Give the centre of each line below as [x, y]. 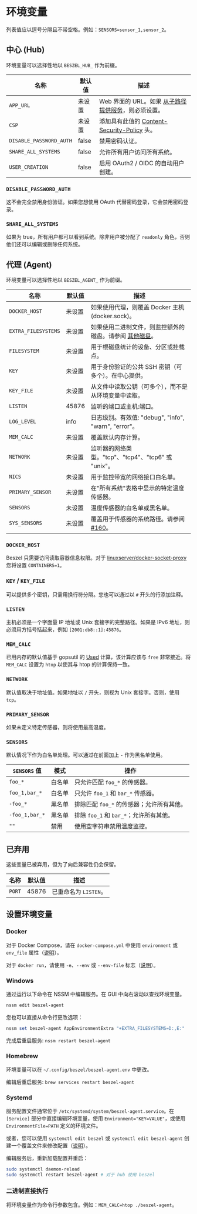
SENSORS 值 [27, 771]
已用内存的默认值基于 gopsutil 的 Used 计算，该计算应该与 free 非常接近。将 [98, 657]
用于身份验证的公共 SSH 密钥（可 [137, 367]
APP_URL [20, 105]
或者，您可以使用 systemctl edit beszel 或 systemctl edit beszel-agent [94, 1138]
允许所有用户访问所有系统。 [137, 152]
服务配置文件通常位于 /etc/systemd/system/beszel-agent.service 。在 [90, 1111]
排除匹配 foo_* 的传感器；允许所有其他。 [130, 805]
